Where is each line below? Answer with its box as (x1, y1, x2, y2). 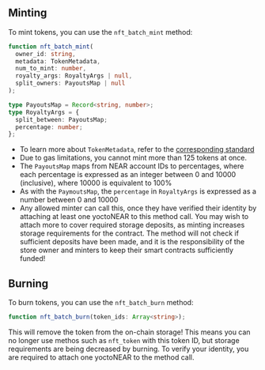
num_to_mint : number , (15, 65, 87, 73)
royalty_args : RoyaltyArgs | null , (15, 72, 133, 80)
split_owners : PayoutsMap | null (15, 79, 126, 88)
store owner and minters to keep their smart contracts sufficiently (19, 245, 234, 255)
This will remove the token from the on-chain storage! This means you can (8, 327, 251, 337)
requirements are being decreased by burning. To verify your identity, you (8, 344, 249, 353)
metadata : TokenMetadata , (15, 57, 101, 66)
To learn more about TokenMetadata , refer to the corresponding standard (19, 145, 255, 154)
